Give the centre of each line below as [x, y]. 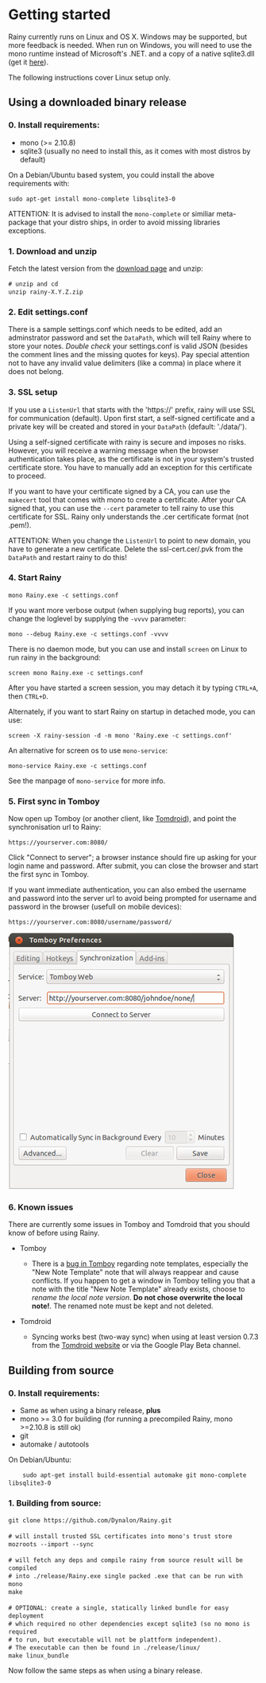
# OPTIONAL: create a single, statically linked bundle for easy [118, 1608]
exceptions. [27, 230]
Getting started [60, 15]
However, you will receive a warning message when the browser [114, 450]
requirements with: [39, 183]
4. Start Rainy [35, 578]
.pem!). [20, 525]
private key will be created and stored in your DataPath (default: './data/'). [128, 427]
